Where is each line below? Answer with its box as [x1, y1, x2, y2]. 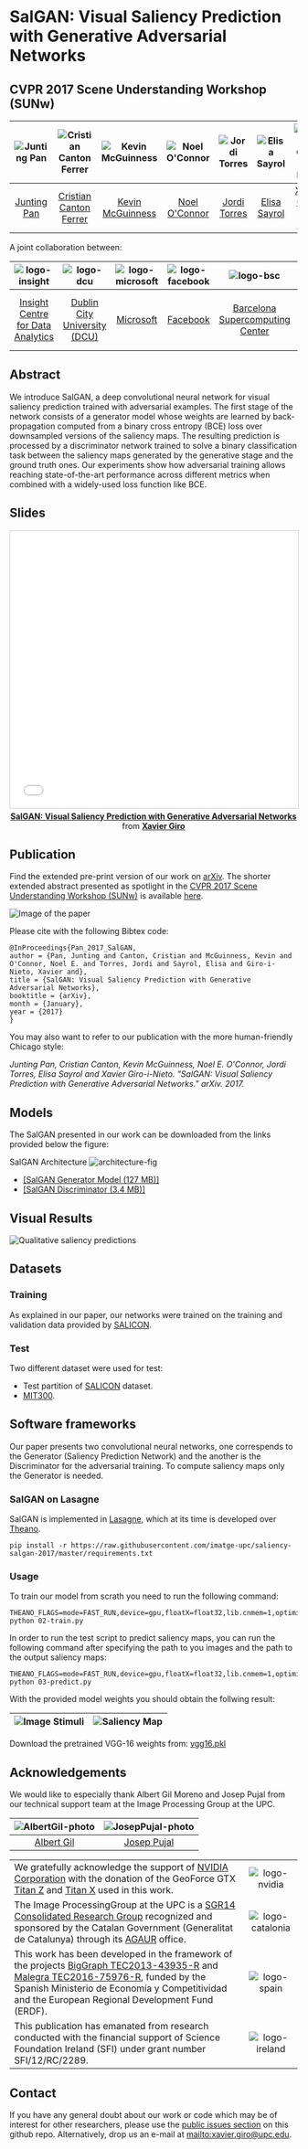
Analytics [14, 331, 55, 343]
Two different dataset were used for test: [9, 1363, 164, 1374]
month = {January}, [9, 999, 84, 1009]
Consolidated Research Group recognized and [14, 1910, 213, 1923]
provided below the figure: [9, 1139, 110, 1150]
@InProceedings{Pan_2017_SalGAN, [9, 943, 137, 952]
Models [9, 1104, 53, 1121]
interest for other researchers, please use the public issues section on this [9, 2119, 290, 2131]
